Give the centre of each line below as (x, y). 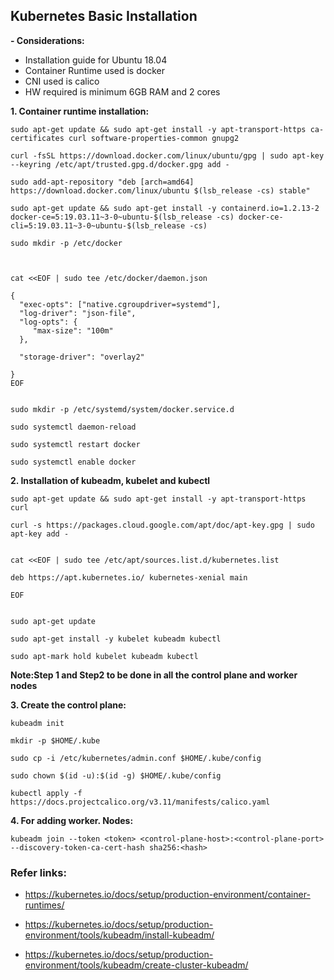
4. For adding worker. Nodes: (72, 820)
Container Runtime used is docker (94, 70)
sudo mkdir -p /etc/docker (66, 243)
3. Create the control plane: (68, 705)
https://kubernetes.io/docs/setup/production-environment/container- (167, 895)
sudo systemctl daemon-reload (73, 427)
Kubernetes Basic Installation (104, 16)
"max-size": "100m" (73, 330)
